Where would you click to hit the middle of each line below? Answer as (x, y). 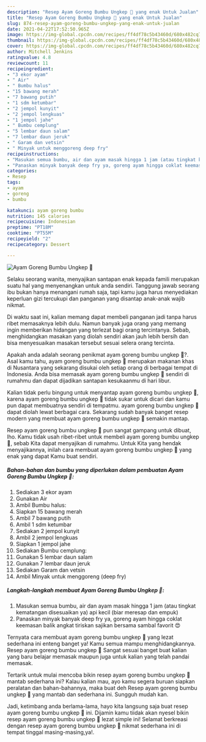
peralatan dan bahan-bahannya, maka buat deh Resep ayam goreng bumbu (102, 688)
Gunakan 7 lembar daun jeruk (53, 563)
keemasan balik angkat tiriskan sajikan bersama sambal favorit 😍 (98, 625)
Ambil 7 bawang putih (43, 518)
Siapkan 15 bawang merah (49, 511)
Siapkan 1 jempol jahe (43, 544)
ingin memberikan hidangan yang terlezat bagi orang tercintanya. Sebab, (99, 330)
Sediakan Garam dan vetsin (50, 570)
